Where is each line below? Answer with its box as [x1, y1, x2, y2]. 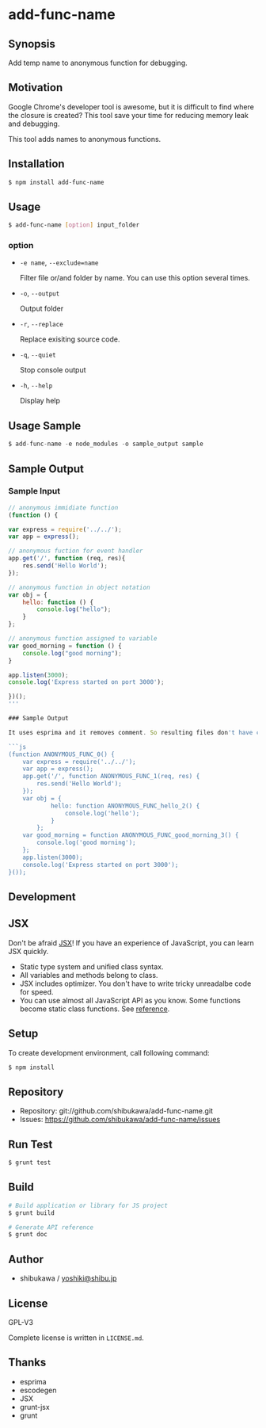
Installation [8, 157, 65, 171]
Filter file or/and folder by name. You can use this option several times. [19, 273, 251, 283]
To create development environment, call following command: [8, 1048, 210, 1057]
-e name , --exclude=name [19, 258, 99, 267]
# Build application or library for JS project [8, 1201, 169, 1209]
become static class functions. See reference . [19, 1004, 170, 1014]
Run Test [8, 1137, 53, 1151]
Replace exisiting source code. [19, 334, 120, 344]
